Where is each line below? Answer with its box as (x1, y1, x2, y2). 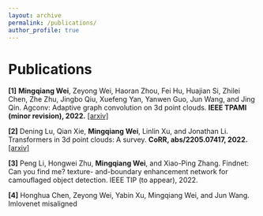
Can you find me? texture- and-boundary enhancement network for (8, 167, 228, 177)
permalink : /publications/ (8, 19, 97, 27)
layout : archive (8, 11, 62, 20)
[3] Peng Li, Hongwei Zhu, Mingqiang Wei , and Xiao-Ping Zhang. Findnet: (8, 158, 250, 168)
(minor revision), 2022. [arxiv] (8, 111, 109, 121)
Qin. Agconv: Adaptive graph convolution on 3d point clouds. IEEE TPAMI (8, 103, 247, 113)
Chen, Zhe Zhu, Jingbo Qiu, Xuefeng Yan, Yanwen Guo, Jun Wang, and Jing (8, 95, 255, 104)
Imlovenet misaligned (8, 199, 77, 209)
